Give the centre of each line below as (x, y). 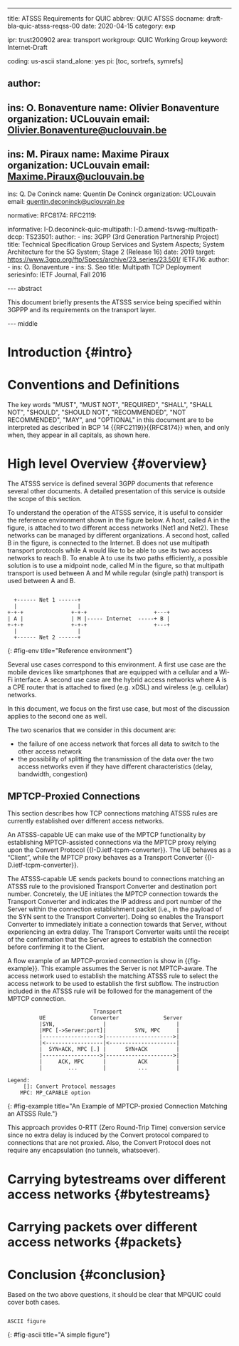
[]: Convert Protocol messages (69, 1087)
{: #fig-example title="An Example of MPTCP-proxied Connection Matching (117, 1106)
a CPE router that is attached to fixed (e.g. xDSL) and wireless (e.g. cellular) (118, 687)
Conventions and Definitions (94, 385)
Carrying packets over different (102, 1227)
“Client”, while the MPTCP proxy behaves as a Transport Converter (105, 858)
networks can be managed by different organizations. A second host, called (118, 535)
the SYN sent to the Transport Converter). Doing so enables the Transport (116, 917)
